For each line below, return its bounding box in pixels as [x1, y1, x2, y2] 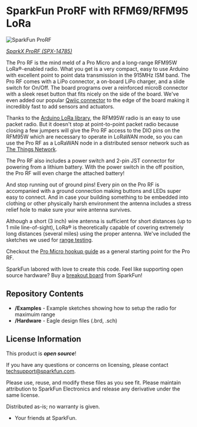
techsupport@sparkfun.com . [6, 367, 76, 375]
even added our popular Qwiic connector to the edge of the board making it [6, 96, 189, 104]
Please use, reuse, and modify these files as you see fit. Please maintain [6, 379, 181, 386]
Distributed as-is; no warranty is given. [6, 403, 101, 410]
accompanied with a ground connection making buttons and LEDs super [6, 187, 181, 194]
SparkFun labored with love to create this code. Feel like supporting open [6, 265, 183, 272]
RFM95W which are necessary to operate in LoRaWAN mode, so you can [6, 133, 183, 140]
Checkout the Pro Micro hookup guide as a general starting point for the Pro [6, 248, 191, 255]
